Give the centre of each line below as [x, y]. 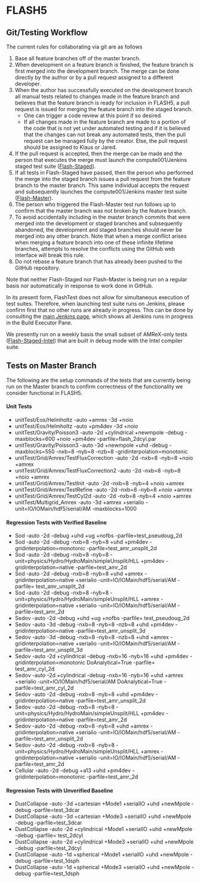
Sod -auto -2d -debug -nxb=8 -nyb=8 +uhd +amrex [79, 574]
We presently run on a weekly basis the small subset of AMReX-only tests [97, 334]
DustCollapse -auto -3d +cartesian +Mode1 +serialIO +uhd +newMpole [102, 804]
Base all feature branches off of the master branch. [78, 58]
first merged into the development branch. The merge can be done [97, 71]
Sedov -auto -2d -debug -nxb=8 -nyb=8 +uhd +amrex [82, 726]
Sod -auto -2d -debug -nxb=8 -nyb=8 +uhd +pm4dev [81, 542]
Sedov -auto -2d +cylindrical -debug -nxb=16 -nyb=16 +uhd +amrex [99, 675]
